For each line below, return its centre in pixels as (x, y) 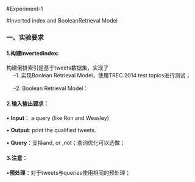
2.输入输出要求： (28, 103)
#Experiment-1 (25, 9)
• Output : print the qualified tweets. (51, 130)
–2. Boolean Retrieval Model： (51, 88)
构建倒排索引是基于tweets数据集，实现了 (58, 68)
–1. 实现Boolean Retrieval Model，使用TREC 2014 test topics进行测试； (102, 75)
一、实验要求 (25, 37)
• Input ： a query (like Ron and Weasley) (58, 118)
